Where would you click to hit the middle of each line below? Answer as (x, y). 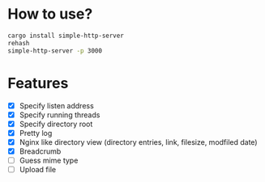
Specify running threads (60, 115)
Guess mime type (49, 160)
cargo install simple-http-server (66, 36)
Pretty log (36, 133)
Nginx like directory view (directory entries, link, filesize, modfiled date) (138, 142)
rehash (19, 43)
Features (38, 83)
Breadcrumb (40, 151)
